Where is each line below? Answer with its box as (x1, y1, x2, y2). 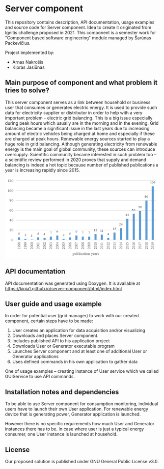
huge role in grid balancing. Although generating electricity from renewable (5, 141, 158, 147)
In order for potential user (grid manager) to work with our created (5, 313, 139, 319)
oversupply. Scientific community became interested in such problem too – (5, 151, 157, 157)
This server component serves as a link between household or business (5, 99, 151, 105)
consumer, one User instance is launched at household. (5, 431, 118, 437)
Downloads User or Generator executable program (12, 343, 115, 349)
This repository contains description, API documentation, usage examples (5, 19, 155, 25)
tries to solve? (5, 86, 50, 95)
